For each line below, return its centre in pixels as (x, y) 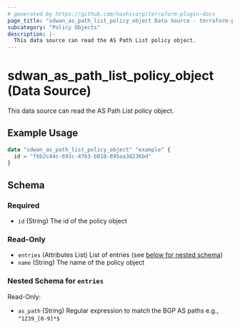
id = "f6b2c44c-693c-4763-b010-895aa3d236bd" (83, 156)
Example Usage (43, 133)
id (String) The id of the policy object (72, 221)
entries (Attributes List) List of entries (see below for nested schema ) (120, 255)
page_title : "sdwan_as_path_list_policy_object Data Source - (102, 21)
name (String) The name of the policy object (81, 263)
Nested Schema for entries (56, 281)
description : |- (31, 34)
